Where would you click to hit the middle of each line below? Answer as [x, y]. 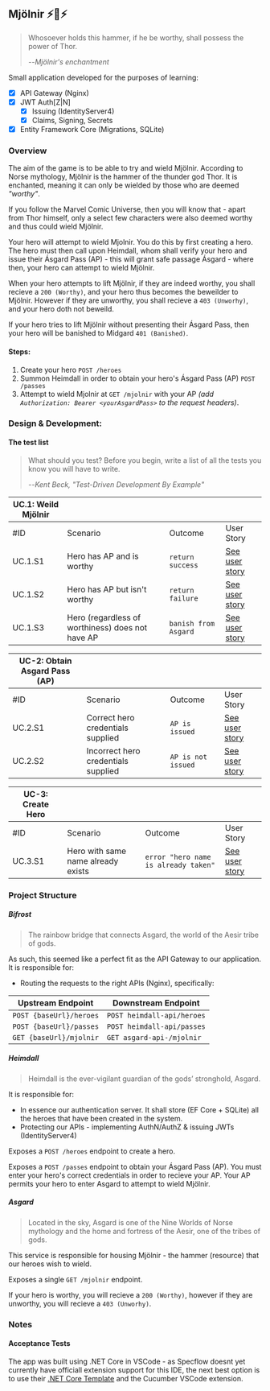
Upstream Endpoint [55, 1003]
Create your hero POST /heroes [71, 369]
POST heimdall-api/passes [156, 1026]
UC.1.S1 [29, 561]
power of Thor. [53, 46]
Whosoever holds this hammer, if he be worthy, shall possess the [136, 37]
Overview [28, 151]
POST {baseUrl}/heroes [55, 1015]
